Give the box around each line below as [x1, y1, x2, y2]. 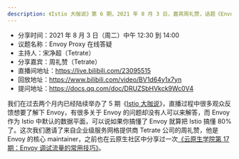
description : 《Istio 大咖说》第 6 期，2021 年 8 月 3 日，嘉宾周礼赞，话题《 [7, 10, 221, 18]
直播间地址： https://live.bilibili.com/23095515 [17, 66, 152, 75]
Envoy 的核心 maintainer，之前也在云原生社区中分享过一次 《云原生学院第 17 [7, 134, 230, 143]
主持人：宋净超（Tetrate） [17, 48, 95, 57]
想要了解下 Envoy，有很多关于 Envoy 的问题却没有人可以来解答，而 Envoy [13, 108, 230, 116]
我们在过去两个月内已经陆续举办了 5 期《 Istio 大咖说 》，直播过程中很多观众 [7, 99, 225, 107]
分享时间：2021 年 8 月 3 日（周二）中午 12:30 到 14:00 [17, 31, 180, 39]
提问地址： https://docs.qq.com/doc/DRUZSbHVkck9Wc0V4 [17, 84, 194, 92]
